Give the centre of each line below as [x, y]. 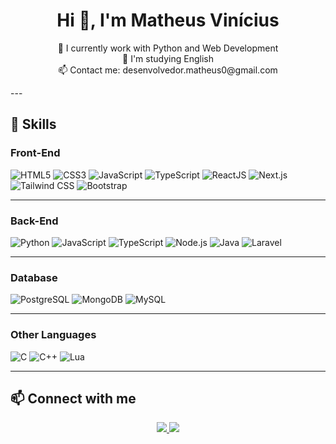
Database [34, 277]
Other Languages [53, 335]
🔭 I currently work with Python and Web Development [168, 48]
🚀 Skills [33, 124]
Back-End [34, 221]
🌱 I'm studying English [168, 58]
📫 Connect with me [73, 398]
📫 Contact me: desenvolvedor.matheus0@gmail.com [168, 70]
